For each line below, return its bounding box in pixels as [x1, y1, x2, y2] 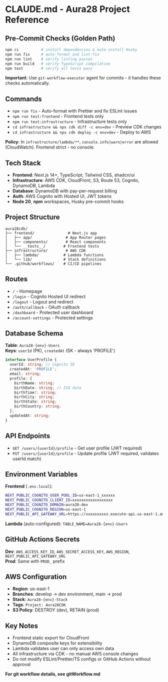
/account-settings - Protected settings [12, 314, 93, 320]
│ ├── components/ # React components [5, 239, 106, 244]
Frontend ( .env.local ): [5, 483, 53, 489]
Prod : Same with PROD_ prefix [5, 558, 65, 564]
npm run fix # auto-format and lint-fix [5, 51, 99, 57]
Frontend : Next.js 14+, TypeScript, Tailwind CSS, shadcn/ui [12, 172, 135, 178]
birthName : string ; [14, 380, 55, 385]
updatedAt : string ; [9, 413, 50, 418]
